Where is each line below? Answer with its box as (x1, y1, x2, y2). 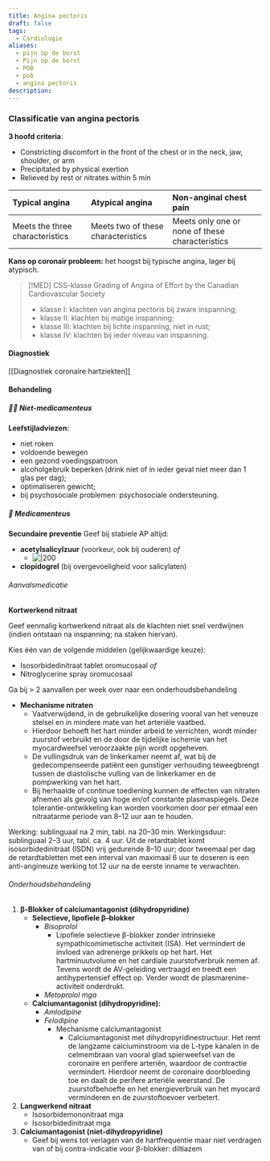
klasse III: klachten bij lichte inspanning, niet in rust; (39, 321, 211, 331)
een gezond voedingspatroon (19, 456, 118, 466)
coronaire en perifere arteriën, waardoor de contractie (67, 1058, 247, 1068)
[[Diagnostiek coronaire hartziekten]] (8, 366, 131, 376)
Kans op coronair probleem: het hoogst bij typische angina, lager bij (8, 256, 235, 266)
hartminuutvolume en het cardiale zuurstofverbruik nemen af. (55, 955, 260, 965)
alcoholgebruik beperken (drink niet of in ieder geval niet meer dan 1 (19, 464, 247, 475)
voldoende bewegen (19, 447, 88, 457)
